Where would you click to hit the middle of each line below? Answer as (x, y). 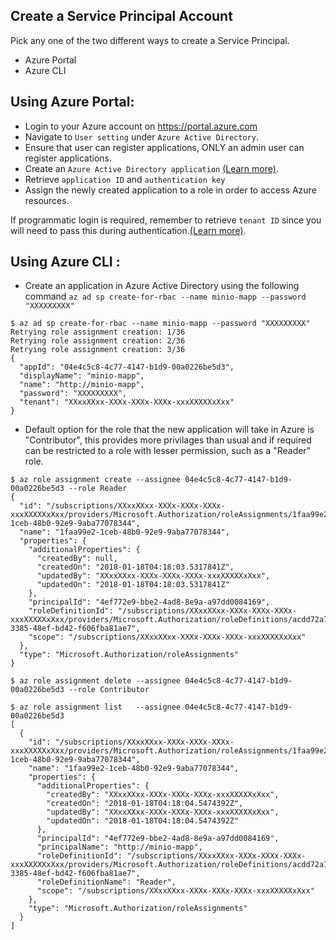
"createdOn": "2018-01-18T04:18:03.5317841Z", (135, 567)
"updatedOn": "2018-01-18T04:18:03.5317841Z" (133, 585)
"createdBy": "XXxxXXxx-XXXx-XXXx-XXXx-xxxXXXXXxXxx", (163, 795)
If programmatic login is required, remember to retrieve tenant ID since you (166, 220)
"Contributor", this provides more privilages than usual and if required (168, 440)
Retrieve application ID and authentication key (125, 179)
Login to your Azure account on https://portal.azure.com (141, 126)
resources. (47, 200)
